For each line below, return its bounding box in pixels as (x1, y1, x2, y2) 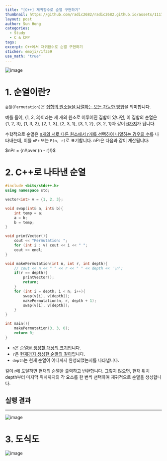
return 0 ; (14, 330, 35, 335)
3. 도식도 (5, 434, 40, 445)
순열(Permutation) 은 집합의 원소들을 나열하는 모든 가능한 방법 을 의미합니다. (5, 104, 151, 110)
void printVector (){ (5, 233, 48, 238)
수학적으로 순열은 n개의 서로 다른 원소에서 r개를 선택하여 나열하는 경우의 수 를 (5, 131, 154, 137)
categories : (5, 26, 30, 31)
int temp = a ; (14, 211, 43, 216)
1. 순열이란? (5, 86, 51, 98)
